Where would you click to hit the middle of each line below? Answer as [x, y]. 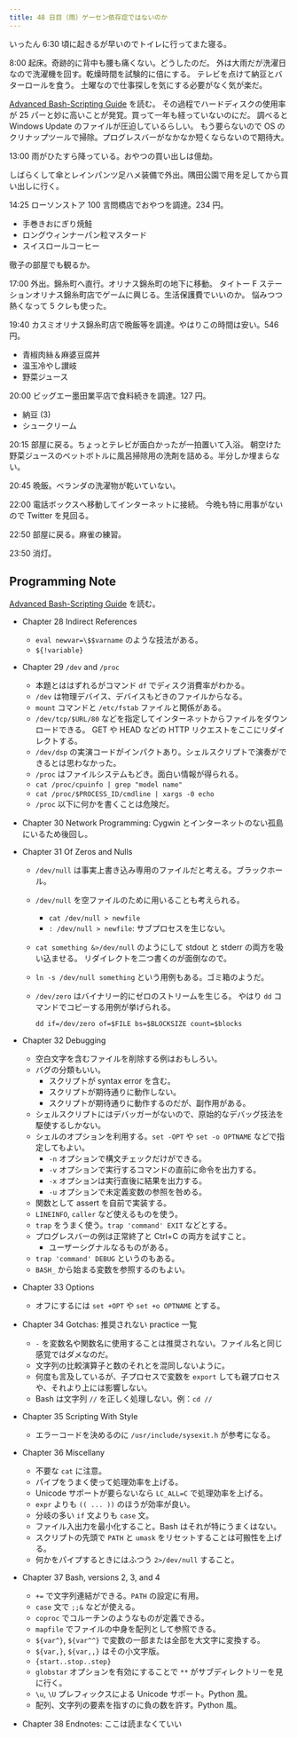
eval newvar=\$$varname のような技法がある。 [119, 640]
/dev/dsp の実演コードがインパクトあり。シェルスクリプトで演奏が [157, 752]
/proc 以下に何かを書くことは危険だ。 [105, 804]
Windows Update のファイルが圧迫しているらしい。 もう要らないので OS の [147, 126]
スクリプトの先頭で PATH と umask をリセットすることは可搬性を [151, 1537]
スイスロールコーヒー [61, 246]
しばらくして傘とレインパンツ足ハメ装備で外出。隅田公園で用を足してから [145, 175]
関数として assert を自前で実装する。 [103, 1203]
